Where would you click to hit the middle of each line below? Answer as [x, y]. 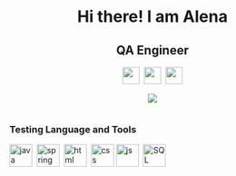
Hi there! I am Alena [152, 17]
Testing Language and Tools [73, 129]
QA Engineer [152, 50]
